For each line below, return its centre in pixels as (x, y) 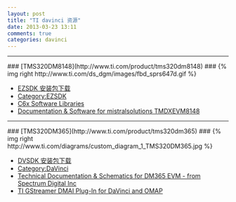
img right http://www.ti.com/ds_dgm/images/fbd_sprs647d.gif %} (102, 74)
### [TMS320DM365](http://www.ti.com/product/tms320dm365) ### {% (114, 131)
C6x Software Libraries (51, 104)
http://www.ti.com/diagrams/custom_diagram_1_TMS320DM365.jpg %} (110, 146)
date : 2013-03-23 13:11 (42, 27)
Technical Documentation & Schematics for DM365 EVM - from (109, 176)
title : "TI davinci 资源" (44, 20)
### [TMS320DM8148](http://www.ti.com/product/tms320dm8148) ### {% (117, 67)
